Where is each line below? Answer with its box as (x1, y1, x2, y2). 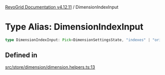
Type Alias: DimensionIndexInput (5, 22, 144, 32)
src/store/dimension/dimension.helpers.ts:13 (5, 64, 95, 70)
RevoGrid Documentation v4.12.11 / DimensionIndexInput (5, 4, 119, 10)
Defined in (5, 51, 38, 59)
